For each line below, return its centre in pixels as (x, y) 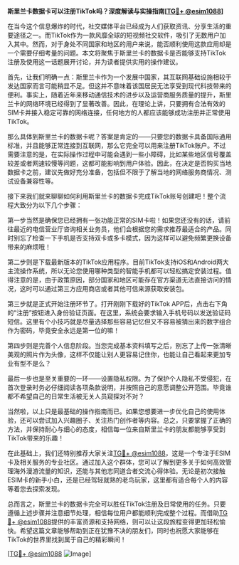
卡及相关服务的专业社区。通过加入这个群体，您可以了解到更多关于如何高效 (116, 462)
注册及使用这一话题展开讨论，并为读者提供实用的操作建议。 (95, 62)
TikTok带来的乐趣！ (36, 438)
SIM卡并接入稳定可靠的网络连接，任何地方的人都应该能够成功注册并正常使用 (119, 112)
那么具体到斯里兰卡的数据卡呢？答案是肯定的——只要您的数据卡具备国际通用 (119, 137)
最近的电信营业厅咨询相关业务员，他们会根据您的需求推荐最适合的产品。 (119, 229)
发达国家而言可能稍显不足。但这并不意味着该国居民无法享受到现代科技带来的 (119, 86)
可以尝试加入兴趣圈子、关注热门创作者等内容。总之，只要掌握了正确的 (129, 420)
